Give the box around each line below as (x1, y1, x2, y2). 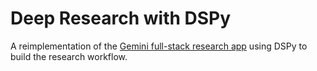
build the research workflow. (10, 50, 128, 62)
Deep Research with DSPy (10, 7, 232, 30)
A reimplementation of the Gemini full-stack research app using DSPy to (10, 40, 308, 52)
